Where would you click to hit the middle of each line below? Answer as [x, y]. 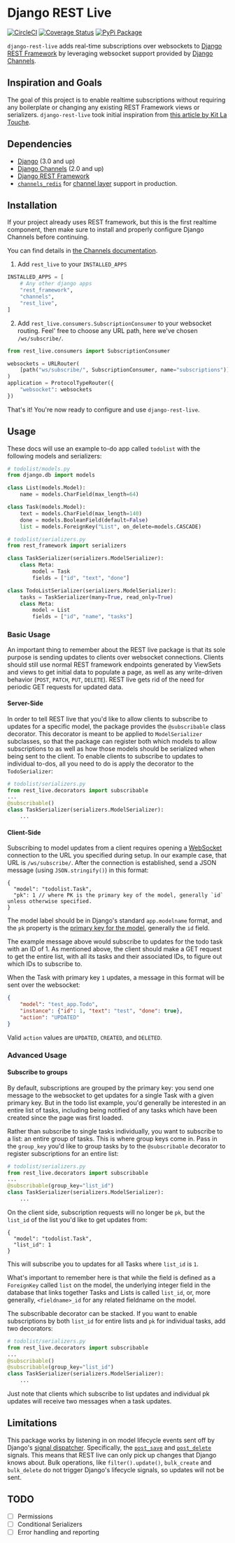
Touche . [19, 122]
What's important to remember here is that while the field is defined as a [111, 1277]
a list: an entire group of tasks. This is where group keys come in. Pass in [113, 1138]
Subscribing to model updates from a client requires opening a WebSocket [115, 848]
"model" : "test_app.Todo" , [59, 1005]
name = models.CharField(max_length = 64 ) [79, 495]
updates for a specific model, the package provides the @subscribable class [116, 726]
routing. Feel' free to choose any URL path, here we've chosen [107, 330]
